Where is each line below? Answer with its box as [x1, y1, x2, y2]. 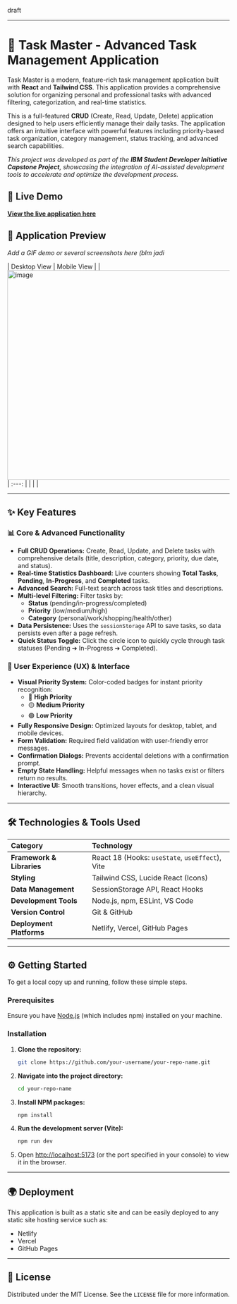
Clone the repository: [17, 1045, 82, 1053]
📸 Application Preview [7, 230, 107, 242]
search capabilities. [7, 141, 64, 150]
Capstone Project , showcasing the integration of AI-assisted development [7, 162, 224, 171]
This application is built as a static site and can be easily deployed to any [7, 1208, 219, 1217]
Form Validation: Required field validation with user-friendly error [17, 736, 209, 744]
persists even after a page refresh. [17, 629, 119, 637]
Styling [11, 873, 36, 883]
